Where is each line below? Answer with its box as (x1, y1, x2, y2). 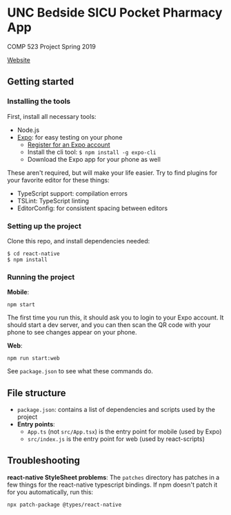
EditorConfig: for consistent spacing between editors (17, 204, 168, 212)
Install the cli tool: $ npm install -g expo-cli (27, 147, 157, 156)
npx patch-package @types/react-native (7, 501, 122, 508)
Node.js (17, 126, 40, 134)
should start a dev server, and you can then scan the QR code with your (7, 321, 212, 329)
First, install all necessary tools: (7, 112, 97, 120)
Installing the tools (7, 97, 71, 106)
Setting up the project (7, 221, 81, 231)
